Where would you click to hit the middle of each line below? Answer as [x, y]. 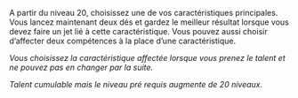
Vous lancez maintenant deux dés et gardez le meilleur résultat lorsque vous [149, 22]
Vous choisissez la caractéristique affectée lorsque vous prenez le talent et [148, 58]
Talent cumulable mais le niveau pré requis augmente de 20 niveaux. [136, 84]
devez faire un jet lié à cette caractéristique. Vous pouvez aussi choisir [139, 31]
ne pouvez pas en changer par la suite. [81, 67]
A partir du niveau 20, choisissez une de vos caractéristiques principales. [144, 13]
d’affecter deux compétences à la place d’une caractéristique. [123, 41]
